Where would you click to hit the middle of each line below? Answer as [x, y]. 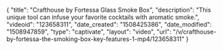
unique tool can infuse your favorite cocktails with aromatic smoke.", [103, 17]
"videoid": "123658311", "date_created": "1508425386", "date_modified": [109, 24]
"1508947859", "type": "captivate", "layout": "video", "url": [89, 32]
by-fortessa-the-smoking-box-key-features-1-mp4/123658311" [95, 39]
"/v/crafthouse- [195, 32]
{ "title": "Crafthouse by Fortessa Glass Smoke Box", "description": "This [109, 10]
